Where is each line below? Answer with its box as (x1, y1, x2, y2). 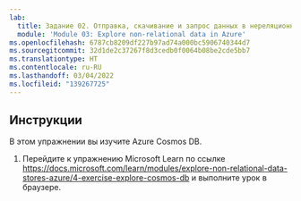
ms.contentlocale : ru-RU (9, 63, 102, 72)
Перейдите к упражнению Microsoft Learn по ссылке (21, 154, 226, 164)
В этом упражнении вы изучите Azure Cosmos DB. (9, 136, 202, 147)
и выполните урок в (191, 172, 267, 183)
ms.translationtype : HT (9, 54, 99, 63)
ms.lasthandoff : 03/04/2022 (9, 71, 115, 80)
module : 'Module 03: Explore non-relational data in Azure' (17, 29, 246, 38)
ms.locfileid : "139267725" (9, 80, 110, 88)
